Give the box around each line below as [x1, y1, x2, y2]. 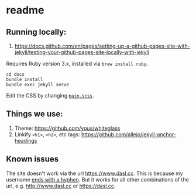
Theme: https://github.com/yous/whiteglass [14, 125, 121, 132]
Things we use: [6, 109, 63, 119]
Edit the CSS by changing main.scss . [6, 92, 94, 99]
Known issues [6, 154, 59, 164]
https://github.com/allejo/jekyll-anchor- [81, 130, 177, 138]
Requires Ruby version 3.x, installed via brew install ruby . [6, 60, 148, 67]
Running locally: [6, 27, 67, 37]
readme [6, 4, 44, 17]
